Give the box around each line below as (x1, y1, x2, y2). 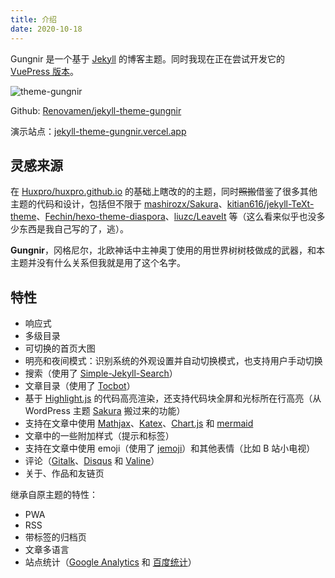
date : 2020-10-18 (10, 24, 83, 34)
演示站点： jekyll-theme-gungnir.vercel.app (10, 125, 187, 137)
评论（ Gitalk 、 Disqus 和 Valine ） (24, 455, 160, 467)
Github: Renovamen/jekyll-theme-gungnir (10, 104, 182, 116)
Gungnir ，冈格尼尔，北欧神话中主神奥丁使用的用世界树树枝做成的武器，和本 (10, 244, 325, 256)
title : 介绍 (10, 14, 57, 25)
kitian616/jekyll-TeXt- (226, 198, 315, 210)
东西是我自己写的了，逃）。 (18, 223, 129, 235)
